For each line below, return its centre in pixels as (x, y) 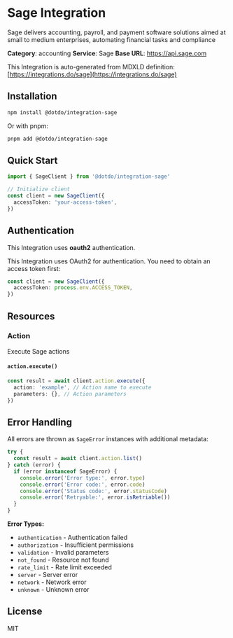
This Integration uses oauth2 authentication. (71, 247)
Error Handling (40, 422)
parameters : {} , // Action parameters (70, 394)
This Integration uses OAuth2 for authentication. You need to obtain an (109, 261)
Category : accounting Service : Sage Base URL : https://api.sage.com (107, 53)
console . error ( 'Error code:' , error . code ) (83, 485)
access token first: (34, 268)
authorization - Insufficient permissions (76, 545)
